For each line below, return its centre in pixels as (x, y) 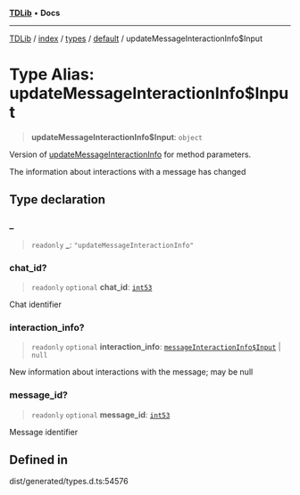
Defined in (39, 460)
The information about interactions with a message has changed (128, 171)
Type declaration (57, 200)
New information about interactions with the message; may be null (131, 372)
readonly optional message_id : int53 (100, 415)
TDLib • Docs (35, 13)
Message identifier (44, 432)
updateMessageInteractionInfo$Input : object (117, 136)
